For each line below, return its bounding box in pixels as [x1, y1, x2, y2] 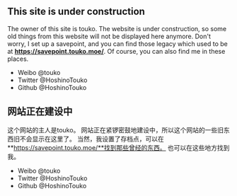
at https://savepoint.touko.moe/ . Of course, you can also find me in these [7, 47, 226, 55]
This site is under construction [7, 6, 145, 18]
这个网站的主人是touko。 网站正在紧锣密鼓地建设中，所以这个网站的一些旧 [7, 125, 224, 134]
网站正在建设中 [7, 105, 73, 117]
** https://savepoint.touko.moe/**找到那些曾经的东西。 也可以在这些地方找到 [7, 143, 230, 151]
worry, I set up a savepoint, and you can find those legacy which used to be [7, 39, 229, 48]
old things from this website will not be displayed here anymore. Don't [7, 32, 211, 40]
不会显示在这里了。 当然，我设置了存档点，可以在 [19, 134, 164, 143]
